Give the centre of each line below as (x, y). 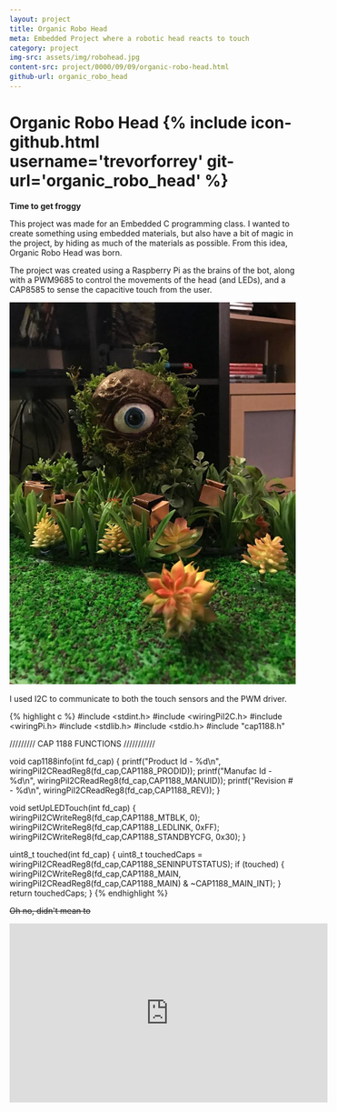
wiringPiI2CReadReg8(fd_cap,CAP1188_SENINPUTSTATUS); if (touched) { (147, 864)
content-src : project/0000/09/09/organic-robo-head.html (119, 67)
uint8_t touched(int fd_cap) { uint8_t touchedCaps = (106, 854)
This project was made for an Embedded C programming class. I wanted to (150, 224)
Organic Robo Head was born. (66, 252)
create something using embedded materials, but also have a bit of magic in (151, 233)
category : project (44, 48)
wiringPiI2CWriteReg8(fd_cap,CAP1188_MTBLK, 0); (105, 817)
